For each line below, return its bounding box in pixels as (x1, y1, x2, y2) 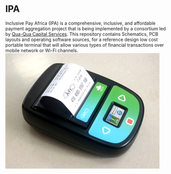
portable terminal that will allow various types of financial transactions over (5, 42, 164, 48)
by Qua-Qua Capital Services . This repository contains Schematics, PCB (5, 31, 158, 37)
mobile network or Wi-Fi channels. (5, 47, 79, 53)
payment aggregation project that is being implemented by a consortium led (5, 25, 166, 31)
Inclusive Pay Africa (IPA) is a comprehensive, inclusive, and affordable (5, 20, 156, 26)
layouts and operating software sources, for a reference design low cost (5, 36, 158, 43)
